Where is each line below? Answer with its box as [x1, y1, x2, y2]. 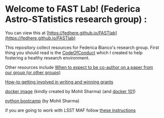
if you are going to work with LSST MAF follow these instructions [5, 107, 136, 113]
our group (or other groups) [5, 69, 61, 75]
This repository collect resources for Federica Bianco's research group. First [5, 44, 159, 50]
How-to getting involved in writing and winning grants [5, 79, 114, 85]
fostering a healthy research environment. [5, 55, 90, 60]
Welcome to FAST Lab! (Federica [5, 3, 141, 15]
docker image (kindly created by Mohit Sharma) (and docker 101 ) [5, 88, 136, 94]
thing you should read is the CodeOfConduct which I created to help [5, 50, 143, 56]
